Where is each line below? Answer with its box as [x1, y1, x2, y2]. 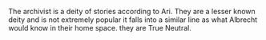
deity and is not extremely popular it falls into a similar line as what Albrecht [8, 15, 258, 24]
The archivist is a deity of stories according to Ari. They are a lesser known [8, 7, 256, 16]
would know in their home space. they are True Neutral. [8, 24, 192, 32]
